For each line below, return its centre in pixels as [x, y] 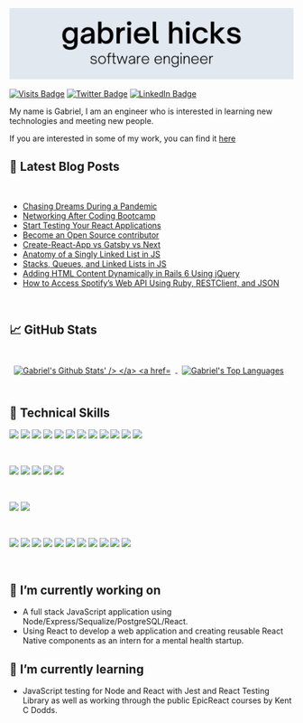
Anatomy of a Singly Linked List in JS [91, 254]
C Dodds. [40, 710]
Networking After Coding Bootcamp [89, 215]
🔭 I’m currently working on [85, 590]
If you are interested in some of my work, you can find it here [123, 138]
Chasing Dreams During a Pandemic [90, 206]
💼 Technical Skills [60, 413]
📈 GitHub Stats [53, 330]
